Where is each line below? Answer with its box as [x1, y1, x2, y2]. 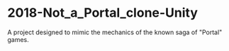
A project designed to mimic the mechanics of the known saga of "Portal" [7, 28, 223, 36]
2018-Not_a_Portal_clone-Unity [7, 5, 199, 21]
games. [7, 35, 30, 43]
